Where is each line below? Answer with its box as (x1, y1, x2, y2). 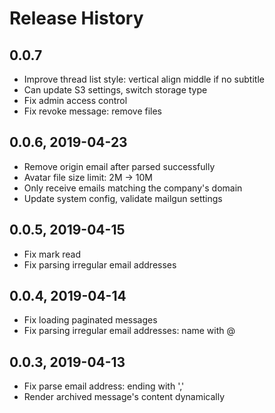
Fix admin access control (23, 95, 128, 106)
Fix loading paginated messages (23, 314, 158, 326)
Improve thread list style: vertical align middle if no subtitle (23, 73, 265, 85)
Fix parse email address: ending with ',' (23, 380, 185, 392)
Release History (9, 7, 144, 30)
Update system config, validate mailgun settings (23, 192, 223, 204)
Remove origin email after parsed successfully (23, 160, 216, 172)
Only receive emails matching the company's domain (23, 182, 243, 194)
